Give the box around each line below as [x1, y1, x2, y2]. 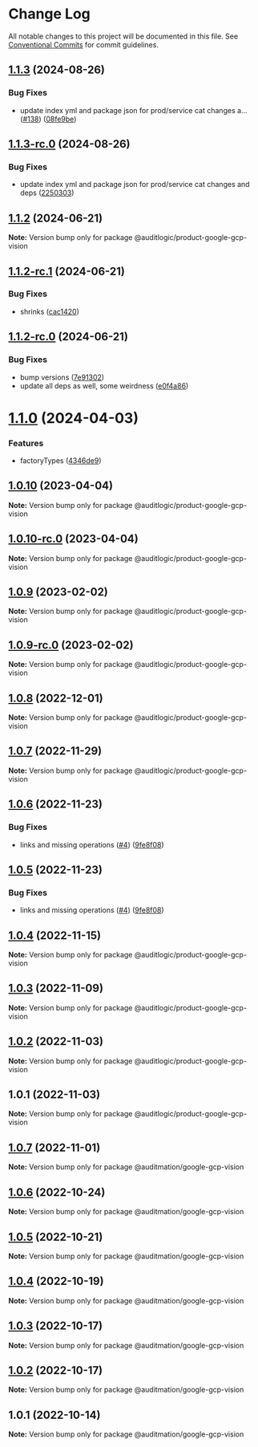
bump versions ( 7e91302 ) [19, 372, 105, 382]
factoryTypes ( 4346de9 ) [19, 455, 102, 465]
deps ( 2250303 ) [19, 188, 75, 197]
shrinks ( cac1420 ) [19, 307, 80, 316]
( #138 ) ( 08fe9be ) [19, 114, 77, 124]
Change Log [8, 5, 91, 23]
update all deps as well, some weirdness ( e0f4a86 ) [19, 380, 189, 390]
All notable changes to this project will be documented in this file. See [8, 31, 239, 41]
